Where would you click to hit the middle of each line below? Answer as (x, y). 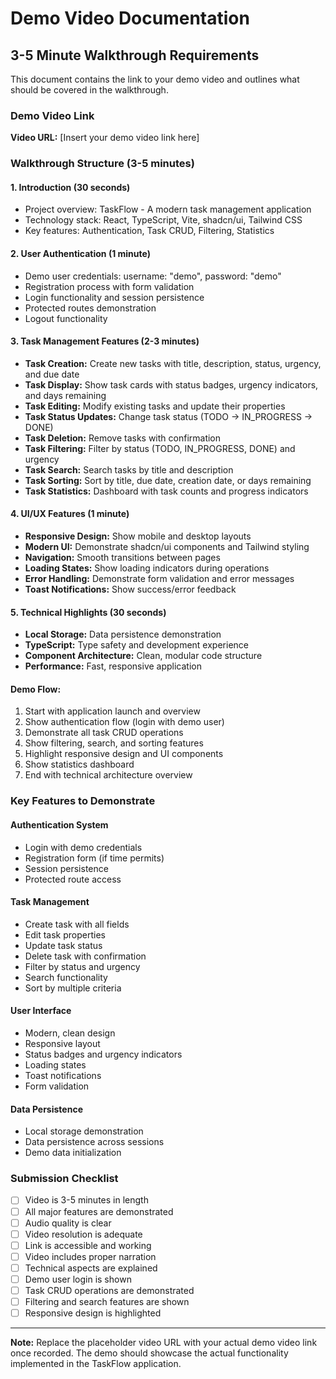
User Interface (41, 1011)
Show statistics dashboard (79, 764)
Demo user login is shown (78, 1279)
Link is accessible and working (88, 1245)
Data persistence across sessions (94, 1142)
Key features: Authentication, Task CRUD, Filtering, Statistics (149, 231)
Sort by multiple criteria (73, 988)
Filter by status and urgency (82, 966)
